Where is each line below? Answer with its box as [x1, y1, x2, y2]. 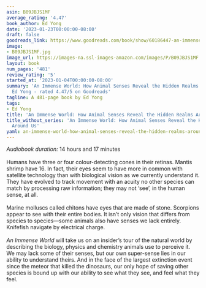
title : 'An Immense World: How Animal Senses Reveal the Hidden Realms [6, 112, 193, 118]
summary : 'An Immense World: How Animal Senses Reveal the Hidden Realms [6, 83, 199, 89]
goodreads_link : [6, 37, 48, 44]
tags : [6, 100, 20, 106]
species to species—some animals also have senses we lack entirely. [6, 217, 181, 224]
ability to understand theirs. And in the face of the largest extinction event [6, 256, 193, 263]
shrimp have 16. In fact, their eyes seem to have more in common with [6, 165, 183, 172]
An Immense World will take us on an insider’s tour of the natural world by [6, 237, 193, 244]
